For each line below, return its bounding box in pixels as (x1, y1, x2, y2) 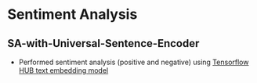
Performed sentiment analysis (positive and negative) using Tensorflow (18, 57, 249, 67)
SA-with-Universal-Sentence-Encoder (7, 37, 200, 50)
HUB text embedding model (18, 66, 109, 75)
